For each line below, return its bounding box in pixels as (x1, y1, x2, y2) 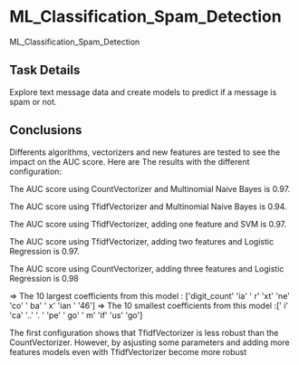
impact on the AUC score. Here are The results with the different (9, 156, 250, 167)
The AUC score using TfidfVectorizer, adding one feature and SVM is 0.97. (9, 218, 287, 229)
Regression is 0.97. (9, 245, 80, 256)
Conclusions (9, 122, 82, 138)
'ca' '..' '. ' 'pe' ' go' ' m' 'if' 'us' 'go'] (9, 310, 143, 321)
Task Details (9, 62, 81, 78)
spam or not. (9, 96, 57, 107)
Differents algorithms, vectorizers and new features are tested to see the (9, 147, 281, 158)
